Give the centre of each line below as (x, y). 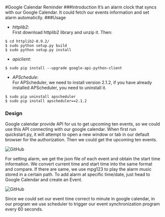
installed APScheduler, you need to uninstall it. (59, 88)
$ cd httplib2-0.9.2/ (27, 41)
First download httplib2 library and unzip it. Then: (62, 32)
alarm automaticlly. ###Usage (35, 17)
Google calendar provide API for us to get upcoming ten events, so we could (82, 124)
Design (14, 113)
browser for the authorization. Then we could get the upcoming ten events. (81, 140)
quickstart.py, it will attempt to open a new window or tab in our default (77, 134)
